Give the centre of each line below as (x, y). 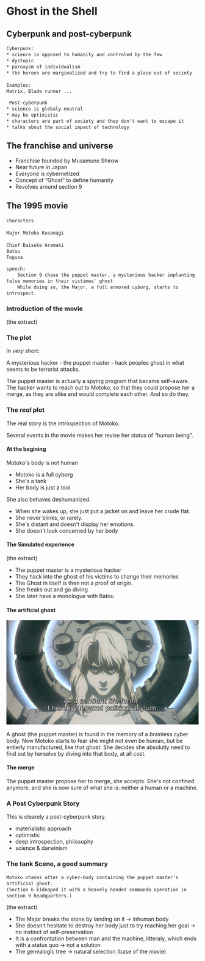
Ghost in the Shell (52, 11)
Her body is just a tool (43, 488)
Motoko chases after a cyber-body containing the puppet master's (92, 877)
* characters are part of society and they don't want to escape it (95, 121)
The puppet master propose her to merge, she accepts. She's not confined (100, 781)
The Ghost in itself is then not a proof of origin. (74, 583)
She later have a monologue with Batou (64, 596)
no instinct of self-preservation (54, 932)
